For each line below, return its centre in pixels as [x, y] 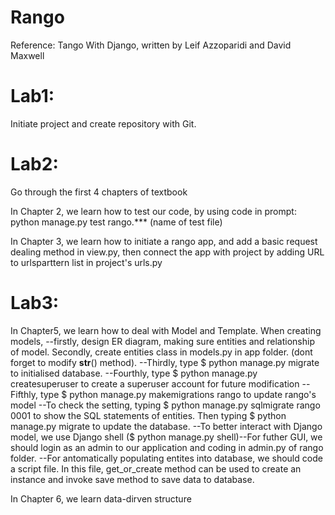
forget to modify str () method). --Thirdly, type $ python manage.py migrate [165, 362]
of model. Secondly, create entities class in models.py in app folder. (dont [161, 352]
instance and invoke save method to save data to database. [132, 479]
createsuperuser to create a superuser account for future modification [155, 383]
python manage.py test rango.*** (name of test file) [116, 222]
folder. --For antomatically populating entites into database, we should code [166, 458]
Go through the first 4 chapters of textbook [99, 192]
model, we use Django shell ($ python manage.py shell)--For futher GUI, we [166, 437]
